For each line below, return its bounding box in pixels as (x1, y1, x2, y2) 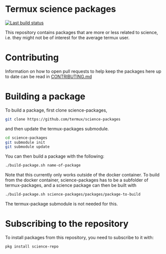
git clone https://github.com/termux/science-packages (5, 117, 121, 122)
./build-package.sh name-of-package (5, 163, 81, 168)
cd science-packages (5, 135, 48, 140)
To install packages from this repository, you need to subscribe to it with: (5, 235, 154, 240)
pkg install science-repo (5, 244, 58, 249)
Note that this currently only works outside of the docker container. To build (5, 172, 160, 178)
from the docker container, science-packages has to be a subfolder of (5, 177, 149, 183)
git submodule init (5, 140, 46, 145)
